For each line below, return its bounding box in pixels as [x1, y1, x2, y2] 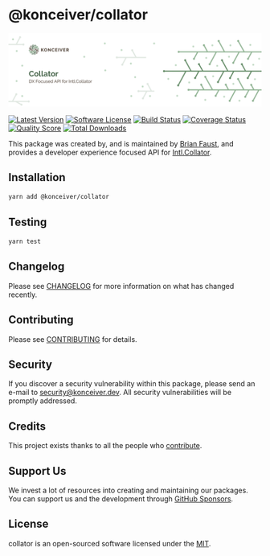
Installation [8, 171, 66, 184]
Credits [8, 419, 47, 433]
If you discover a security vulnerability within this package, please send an [8, 379, 256, 389]
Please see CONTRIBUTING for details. [8, 334, 138, 344]
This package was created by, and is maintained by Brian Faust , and [8, 138, 235, 148]
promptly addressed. [8, 396, 78, 406]
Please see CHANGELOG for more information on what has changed [8, 281, 235, 290]
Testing [8, 215, 47, 229]
